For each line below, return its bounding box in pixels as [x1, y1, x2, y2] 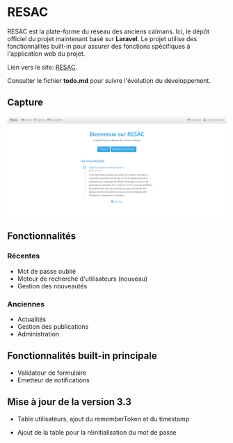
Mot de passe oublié [17, 267, 77, 275]
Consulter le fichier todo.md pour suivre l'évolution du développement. [7, 76, 211, 84]
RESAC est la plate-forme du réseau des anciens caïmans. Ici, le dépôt [7, 27, 210, 36]
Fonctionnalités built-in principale [7, 350, 158, 362]
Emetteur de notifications [17, 375, 90, 384]
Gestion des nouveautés [17, 281, 88, 290]
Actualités [17, 315, 47, 324]
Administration [17, 330, 60, 339]
